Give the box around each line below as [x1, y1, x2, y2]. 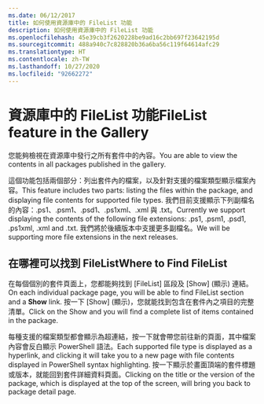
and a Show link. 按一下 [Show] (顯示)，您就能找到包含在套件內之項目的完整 [8, 297, 255, 307]
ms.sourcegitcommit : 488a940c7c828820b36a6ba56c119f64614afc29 [8, 41, 220, 49]
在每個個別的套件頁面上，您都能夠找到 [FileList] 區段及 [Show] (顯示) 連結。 [8, 279, 253, 288]
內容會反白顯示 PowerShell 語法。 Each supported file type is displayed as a [8, 342, 253, 351]
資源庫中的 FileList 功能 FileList [8, 106, 207, 124]
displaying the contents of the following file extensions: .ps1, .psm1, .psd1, [8, 214, 247, 223]
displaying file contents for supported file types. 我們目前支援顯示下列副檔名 [8, 195, 255, 204]
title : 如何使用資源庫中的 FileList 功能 [8, 19, 133, 27]
